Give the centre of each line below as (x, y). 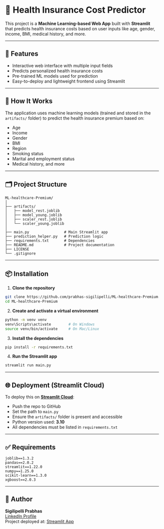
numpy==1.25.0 (20, 471)
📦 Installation (27, 274)
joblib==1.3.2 (20, 458)
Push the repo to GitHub (36, 406)
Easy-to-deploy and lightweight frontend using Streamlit (69, 81)
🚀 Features (22, 54)
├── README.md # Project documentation (60, 245)
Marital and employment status (43, 159)
